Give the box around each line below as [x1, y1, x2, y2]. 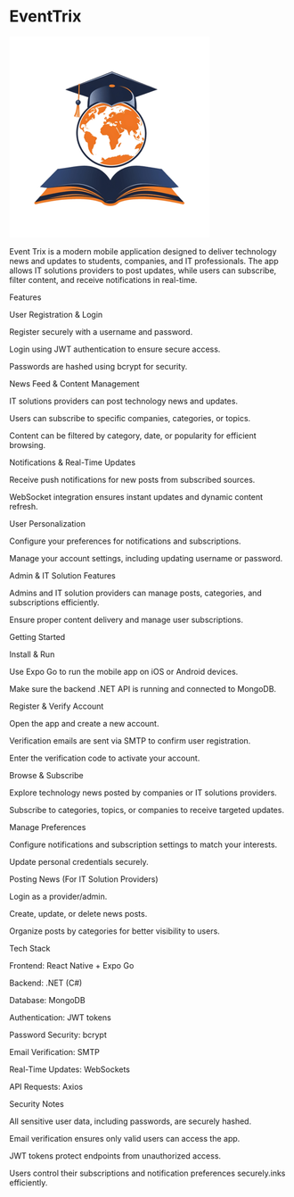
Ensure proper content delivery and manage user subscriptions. [9, 614, 243, 625]
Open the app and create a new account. [9, 718, 159, 728]
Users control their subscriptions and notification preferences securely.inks [9, 1168, 286, 1178]
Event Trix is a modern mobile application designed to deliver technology [9, 245, 277, 256]
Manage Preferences [9, 821, 86, 832]
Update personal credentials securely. [9, 856, 149, 867]
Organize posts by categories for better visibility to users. [9, 926, 220, 936]
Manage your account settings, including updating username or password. [9, 553, 283, 563]
